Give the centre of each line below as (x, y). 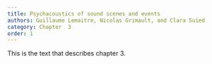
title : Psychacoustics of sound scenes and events (84, 14)
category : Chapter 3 (39, 27)
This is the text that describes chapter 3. (67, 53)
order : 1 (20, 33)
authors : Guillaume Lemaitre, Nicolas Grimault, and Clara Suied (106, 20)
